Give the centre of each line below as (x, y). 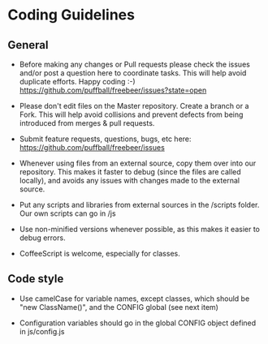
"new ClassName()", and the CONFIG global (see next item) (119, 307)
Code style (36, 279)
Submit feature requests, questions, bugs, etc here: (105, 139)
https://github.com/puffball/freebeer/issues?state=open (113, 90)
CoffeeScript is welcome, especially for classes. (99, 254)
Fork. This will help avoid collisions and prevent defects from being (131, 114)
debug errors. (42, 238)
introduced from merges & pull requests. (87, 123)
